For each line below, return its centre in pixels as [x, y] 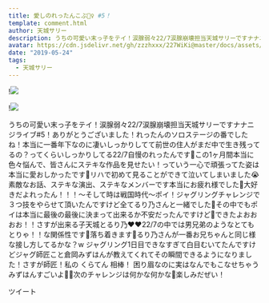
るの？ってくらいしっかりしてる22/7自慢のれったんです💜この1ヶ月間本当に [131, 154]
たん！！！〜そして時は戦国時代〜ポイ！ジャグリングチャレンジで [151, 194]
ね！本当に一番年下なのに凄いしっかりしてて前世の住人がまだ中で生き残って [134, 144]
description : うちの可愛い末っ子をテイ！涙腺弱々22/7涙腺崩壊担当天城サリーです [128, 38]
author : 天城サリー [38, 30]
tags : [17, 61]
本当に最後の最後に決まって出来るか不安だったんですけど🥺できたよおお [140, 214]
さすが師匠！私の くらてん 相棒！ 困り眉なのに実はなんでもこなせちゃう [141, 264]
